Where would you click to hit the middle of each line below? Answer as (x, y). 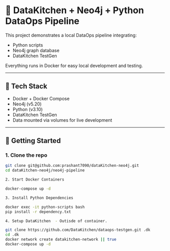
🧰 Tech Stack (26, 86)
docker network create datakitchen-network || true (61, 240)
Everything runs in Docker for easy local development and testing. (74, 65)
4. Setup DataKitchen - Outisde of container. (56, 221)
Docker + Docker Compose (41, 98)
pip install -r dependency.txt (38, 212)
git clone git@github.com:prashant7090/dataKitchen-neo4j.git (72, 166)
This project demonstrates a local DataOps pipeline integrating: (71, 35)
